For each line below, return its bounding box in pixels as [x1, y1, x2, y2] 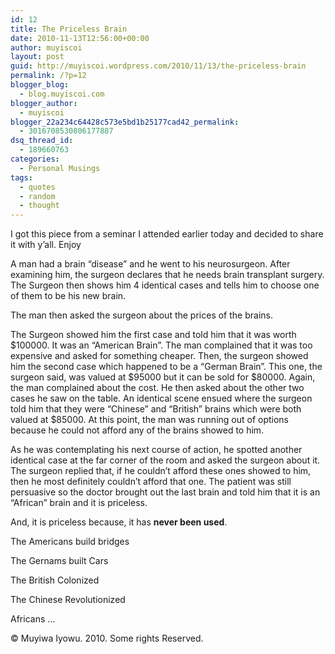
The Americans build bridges [10, 536, 130, 548]
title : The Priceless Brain [10, 24, 128, 34]
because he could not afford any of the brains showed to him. [10, 424, 265, 436]
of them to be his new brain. [10, 290, 127, 302]
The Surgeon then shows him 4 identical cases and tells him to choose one [10, 279, 320, 291]
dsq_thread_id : [10, 136, 74, 146]
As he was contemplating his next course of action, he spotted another [10, 444, 303, 456]
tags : [10, 172, 33, 183]
